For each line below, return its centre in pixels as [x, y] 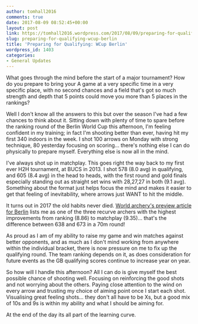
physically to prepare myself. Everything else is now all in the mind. [88, 151]
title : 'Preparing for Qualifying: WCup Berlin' [67, 45]
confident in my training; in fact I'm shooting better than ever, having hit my [97, 132]
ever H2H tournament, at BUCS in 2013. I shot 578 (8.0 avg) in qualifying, [95, 169]
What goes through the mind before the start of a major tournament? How [96, 78]
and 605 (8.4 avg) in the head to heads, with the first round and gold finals [97, 175]
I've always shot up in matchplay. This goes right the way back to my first [95, 163]
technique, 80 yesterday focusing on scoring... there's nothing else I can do [98, 145]
